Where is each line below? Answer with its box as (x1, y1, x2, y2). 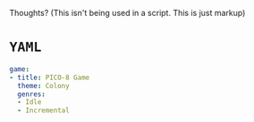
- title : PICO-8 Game (9, 73, 90, 82)
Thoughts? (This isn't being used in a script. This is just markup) (9, 8, 246, 18)
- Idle (17, 98, 42, 107)
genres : (17, 89, 47, 99)
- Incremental (17, 106, 70, 115)
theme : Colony (17, 81, 70, 90)
